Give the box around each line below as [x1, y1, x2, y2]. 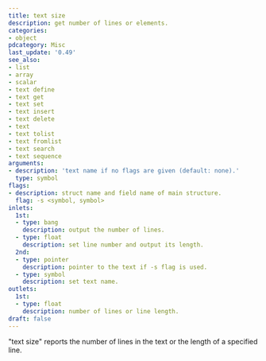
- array [8, 71, 34, 79]
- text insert [8, 108, 56, 116]
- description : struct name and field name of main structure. [8, 188, 222, 197]
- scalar [8, 78, 37, 86]
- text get [8, 93, 44, 101]
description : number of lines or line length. [22, 307, 179, 315]
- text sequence [8, 152, 62, 160]
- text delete [8, 115, 56, 123]
